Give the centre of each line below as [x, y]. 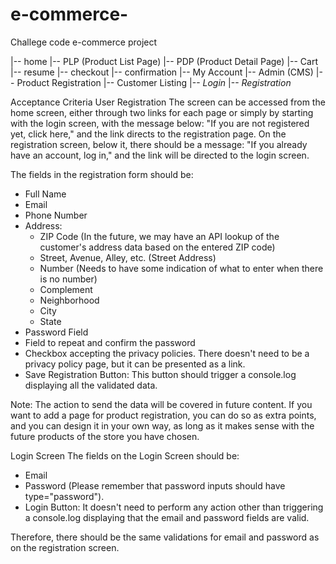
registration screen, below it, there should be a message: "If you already [159, 144]
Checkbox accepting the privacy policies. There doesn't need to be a [167, 353]
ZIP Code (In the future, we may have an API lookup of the [159, 236]
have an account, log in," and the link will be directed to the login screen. [160, 155]
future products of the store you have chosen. [105, 436]
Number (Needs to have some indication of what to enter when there [181, 268]
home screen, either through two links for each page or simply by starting [162, 112]
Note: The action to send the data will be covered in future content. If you [161, 404]
